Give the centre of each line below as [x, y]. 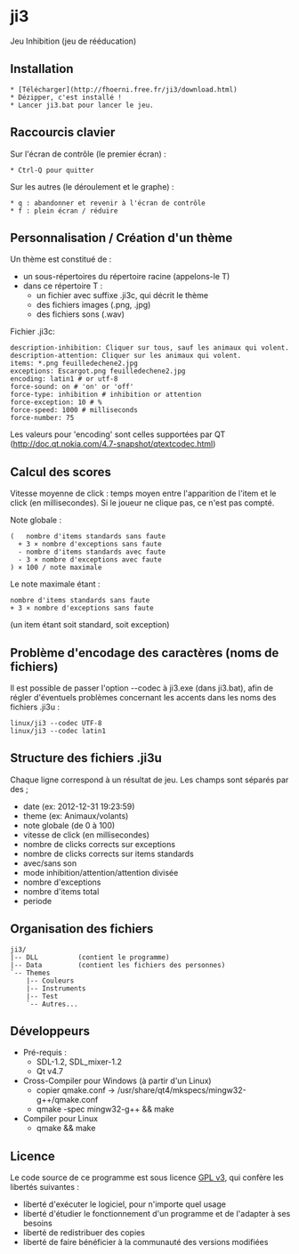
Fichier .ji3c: [33, 332]
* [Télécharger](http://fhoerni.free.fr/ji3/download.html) [124, 89]
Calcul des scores [61, 472]
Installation [42, 69]
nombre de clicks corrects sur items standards [108, 854]
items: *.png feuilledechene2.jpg [74, 364]
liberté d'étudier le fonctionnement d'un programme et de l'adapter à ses [157, 1214]
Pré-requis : [45, 1053]
